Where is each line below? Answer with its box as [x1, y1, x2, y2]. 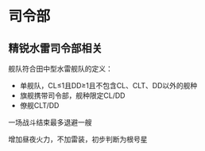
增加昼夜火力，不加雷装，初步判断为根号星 [8, 134, 148, 144]
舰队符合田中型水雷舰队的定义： [8, 64, 113, 73]
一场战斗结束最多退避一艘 [8, 118, 92, 127]
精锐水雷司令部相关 [8, 41, 102, 55]
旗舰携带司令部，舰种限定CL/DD [19, 91, 126, 100]
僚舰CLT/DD [19, 101, 60, 110]
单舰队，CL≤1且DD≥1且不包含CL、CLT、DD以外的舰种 [19, 81, 198, 90]
